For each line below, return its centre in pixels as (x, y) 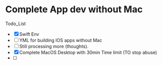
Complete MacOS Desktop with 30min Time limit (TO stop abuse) (88, 52)
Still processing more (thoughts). (54, 46)
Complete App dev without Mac (74, 9)
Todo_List (16, 24)
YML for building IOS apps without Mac (61, 40)
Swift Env (29, 34)
